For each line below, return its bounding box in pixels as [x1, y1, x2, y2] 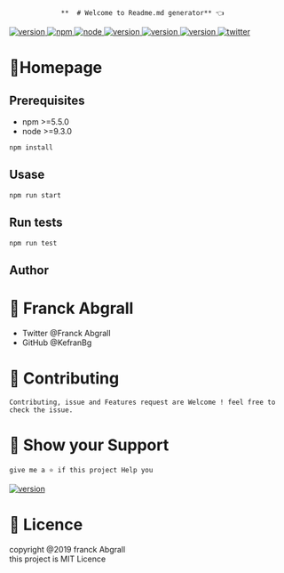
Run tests [9, 215, 63, 230]
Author [9, 262, 49, 278]
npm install [9, 143, 53, 152]
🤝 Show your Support [9, 435, 170, 456]
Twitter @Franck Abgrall [21, 327, 111, 338]
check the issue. [9, 405, 74, 415]
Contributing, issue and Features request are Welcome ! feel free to [9, 398, 276, 407]
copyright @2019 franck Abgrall [9, 544, 126, 554]
